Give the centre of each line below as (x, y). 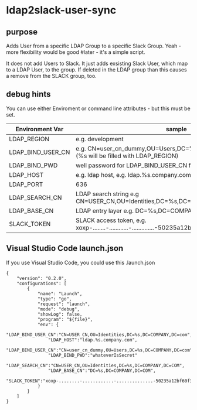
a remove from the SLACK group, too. (51, 76)
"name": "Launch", (60, 293)
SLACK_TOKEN (30, 224)
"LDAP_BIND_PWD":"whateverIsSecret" (93, 355)
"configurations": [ (42, 283)
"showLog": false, (60, 314)
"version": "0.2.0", (42, 278)
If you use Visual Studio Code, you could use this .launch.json (81, 262)
